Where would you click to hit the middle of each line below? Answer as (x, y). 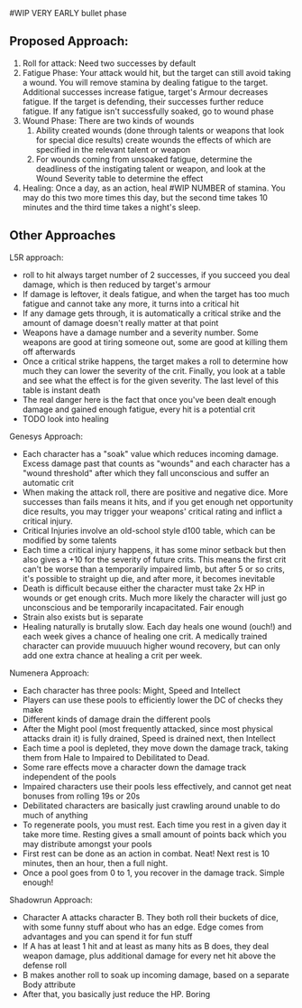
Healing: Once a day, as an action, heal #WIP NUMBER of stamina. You (154, 188)
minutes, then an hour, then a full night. (95, 863)
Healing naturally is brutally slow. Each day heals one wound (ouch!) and (157, 626)
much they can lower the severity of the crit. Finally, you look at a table (154, 370)
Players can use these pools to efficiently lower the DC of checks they (153, 700)
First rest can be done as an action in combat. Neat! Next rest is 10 (146, 854)
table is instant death (61, 390)
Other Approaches (63, 235)
